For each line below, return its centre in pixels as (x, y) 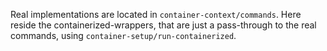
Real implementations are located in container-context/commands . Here (156, 14)
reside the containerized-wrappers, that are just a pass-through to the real (163, 25)
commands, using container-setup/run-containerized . (123, 35)
